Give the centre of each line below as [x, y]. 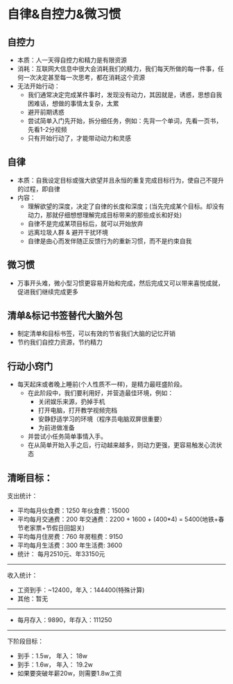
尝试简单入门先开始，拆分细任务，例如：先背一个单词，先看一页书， [125, 121]
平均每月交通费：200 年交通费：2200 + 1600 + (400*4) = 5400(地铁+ [118, 519]
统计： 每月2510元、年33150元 [61, 554]
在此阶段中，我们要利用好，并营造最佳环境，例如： [101, 393]
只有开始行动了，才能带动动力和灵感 [79, 138]
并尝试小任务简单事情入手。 [67, 436]
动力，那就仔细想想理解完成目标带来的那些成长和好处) [105, 215]
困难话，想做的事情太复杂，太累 [73, 103]
